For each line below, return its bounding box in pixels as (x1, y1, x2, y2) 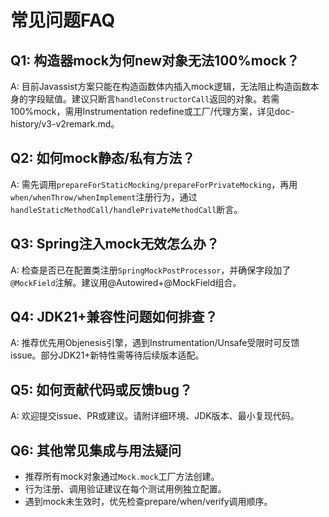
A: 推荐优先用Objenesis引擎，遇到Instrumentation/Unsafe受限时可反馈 (10, 337, 300, 349)
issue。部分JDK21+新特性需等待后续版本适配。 (10, 349, 205, 361)
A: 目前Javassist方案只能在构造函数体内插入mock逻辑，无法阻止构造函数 (10, 81, 311, 92)
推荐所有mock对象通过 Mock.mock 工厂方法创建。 (24, 471, 220, 483)
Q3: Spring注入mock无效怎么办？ (10, 236, 220, 253)
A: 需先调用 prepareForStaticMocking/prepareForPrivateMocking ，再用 (10, 178, 298, 190)
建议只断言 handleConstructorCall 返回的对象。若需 (71, 93, 280, 105)
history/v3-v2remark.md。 (10, 118, 120, 130)
